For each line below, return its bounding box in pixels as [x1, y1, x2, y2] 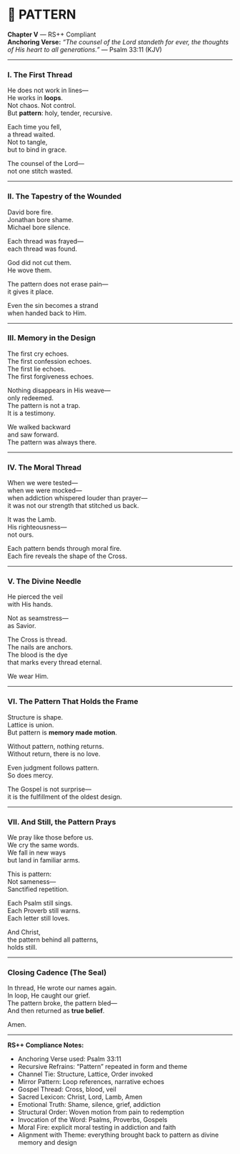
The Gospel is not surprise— [7, 785, 91, 793]
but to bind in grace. [7, 146, 67, 154]
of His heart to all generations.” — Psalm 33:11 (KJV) [7, 45, 162, 54]
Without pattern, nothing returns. [7, 742, 104, 750]
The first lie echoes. [7, 364, 66, 373]
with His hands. [7, 600, 54, 609]
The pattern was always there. [7, 437, 97, 446]
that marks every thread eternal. [7, 658, 102, 667]
